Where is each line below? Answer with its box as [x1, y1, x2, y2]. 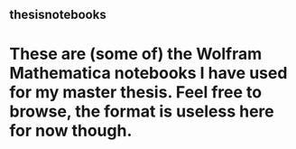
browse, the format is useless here [9, 101, 274, 121]
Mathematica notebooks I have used [9, 62, 288, 83]
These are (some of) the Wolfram [9, 43, 263, 64]
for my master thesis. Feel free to [9, 81, 263, 102]
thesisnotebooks [9, 7, 106, 23]
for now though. [9, 120, 133, 141]
